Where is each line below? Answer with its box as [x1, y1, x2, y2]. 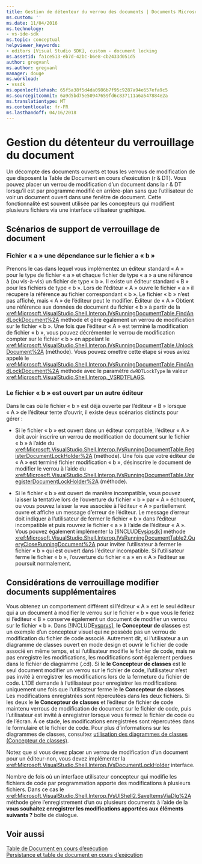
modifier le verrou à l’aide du [14, 465, 86, 472]
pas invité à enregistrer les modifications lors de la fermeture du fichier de [6, 673, 190, 680]
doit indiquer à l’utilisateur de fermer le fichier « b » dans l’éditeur [14, 515, 177, 522]
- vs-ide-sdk [6, 31, 39, 37]
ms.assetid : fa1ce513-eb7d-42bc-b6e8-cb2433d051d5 [6, 54, 136, 60]
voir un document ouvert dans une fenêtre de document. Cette [6, 194, 162, 201]
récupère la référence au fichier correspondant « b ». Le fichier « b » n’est [6, 291, 189, 298]
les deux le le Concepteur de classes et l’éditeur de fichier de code [6, 699, 174, 706]
